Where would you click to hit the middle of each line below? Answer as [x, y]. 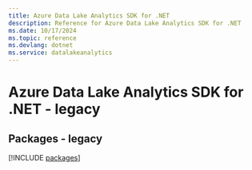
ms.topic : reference [43, 38]
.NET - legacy [54, 109]
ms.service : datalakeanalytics [60, 53]
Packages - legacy [55, 138]
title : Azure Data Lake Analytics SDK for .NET [89, 16]
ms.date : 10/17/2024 [43, 30]
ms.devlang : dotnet [41, 45]
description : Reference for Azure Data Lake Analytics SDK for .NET [125, 23]
